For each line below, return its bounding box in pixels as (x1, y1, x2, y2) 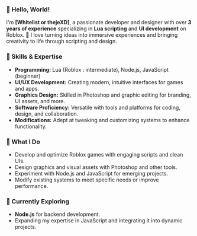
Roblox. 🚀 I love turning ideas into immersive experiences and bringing (6, 31, 178, 39)
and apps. (14, 85, 40, 92)
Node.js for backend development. (14, 211, 101, 218)
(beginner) (14, 72, 41, 79)
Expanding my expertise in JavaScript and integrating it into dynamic (14, 217, 183, 224)
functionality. (14, 123, 47, 130)
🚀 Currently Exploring (6, 197, 70, 205)
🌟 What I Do (6, 138, 40, 146)
